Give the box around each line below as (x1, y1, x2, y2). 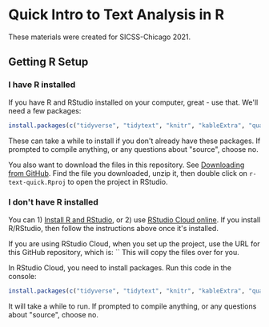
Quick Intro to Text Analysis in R (8, 6, 225, 24)
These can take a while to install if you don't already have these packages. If (8, 136, 261, 146)
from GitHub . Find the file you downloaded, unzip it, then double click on (8, 168, 248, 177)
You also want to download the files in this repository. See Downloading (8, 160, 245, 169)
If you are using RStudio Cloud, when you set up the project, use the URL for (8, 238, 260, 249)
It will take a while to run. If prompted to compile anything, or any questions (8, 301, 257, 311)
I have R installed (8, 79, 76, 90)
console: (8, 271, 38, 281)
